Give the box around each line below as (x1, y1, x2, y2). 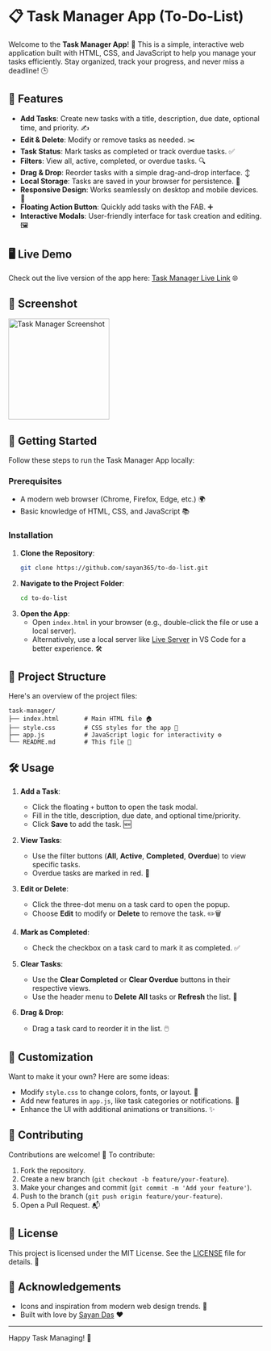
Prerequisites (8, 476, 62, 487)
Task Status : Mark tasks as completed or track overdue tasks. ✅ (19, 146, 236, 156)
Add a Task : (19, 787, 60, 796)
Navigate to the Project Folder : (19, 578, 125, 588)
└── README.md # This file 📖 (8, 738, 131, 746)
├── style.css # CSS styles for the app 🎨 (8, 724, 179, 732)
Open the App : (19, 608, 70, 619)
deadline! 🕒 (8, 65, 48, 75)
